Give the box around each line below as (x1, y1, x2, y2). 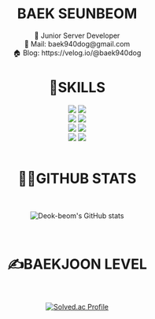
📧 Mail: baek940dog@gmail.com (24, 39, 131, 48)
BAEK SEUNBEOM (17, 5, 138, 23)
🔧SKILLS (48, 79, 106, 97)
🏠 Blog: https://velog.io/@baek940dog (13, 48, 142, 57)
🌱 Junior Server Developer (34, 31, 120, 40)
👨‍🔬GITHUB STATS (17, 170, 137, 187)
